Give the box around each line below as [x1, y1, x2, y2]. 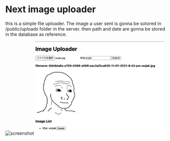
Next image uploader [5, 4, 96, 15]
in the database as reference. [5, 31, 67, 37]
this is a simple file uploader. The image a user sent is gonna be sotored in [5, 20, 162, 26]
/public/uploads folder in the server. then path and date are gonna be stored [5, 25, 165, 32]
